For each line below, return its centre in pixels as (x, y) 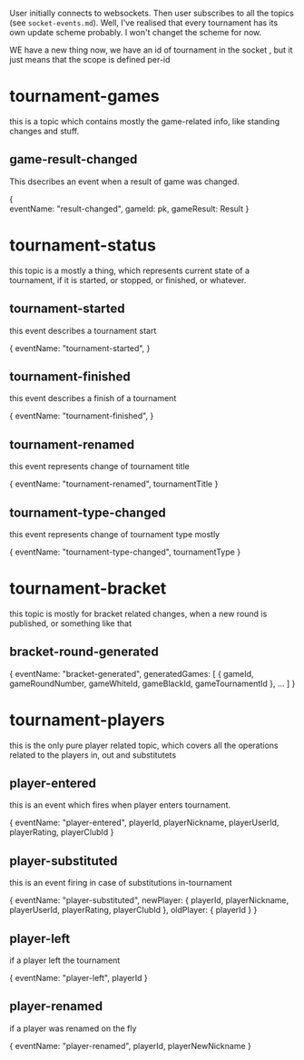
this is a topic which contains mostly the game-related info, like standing (145, 121)
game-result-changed (74, 159)
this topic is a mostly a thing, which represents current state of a (130, 270)
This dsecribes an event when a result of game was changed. (125, 182)
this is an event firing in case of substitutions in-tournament (121, 883)
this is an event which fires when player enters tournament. (120, 805)
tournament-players (87, 720)
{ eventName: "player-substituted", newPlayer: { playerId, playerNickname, (149, 900)
